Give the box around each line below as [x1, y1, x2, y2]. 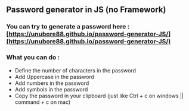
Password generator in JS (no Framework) [6, 5, 166, 15]
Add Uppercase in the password [14, 73, 94, 80]
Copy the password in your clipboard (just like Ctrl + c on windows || [14, 92, 184, 99]
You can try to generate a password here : [6, 23, 130, 31]
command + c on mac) [14, 98, 71, 106]
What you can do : [6, 53, 60, 62]
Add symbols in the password [14, 85, 88, 93]
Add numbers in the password [14, 80, 89, 87]
